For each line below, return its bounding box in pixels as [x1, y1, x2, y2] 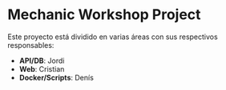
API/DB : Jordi [18, 56, 65, 65]
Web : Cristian [18, 64, 65, 73]
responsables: [7, 40, 54, 49]
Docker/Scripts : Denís [18, 72, 94, 82]
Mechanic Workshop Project [7, 6, 201, 24]
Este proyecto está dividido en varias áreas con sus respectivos [7, 32, 218, 41]
